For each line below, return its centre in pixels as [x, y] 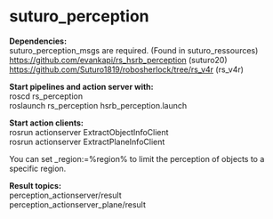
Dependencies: [38, 41]
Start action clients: [47, 123]
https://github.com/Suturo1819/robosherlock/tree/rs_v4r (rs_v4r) [127, 69]
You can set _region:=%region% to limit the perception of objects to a [137, 158]
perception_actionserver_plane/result [78, 204]
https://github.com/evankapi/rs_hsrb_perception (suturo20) [119, 60]
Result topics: [36, 185]
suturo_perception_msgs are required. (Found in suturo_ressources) [134, 50]
